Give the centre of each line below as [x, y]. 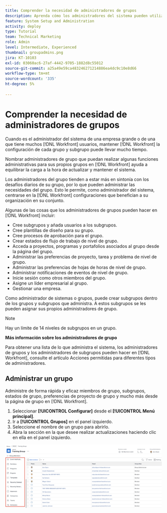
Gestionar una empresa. [37, 288]
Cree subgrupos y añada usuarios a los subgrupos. [65, 225]
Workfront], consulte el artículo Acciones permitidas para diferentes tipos [80, 358]
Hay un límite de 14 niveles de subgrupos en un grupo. [61, 328]
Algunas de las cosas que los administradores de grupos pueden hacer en [81, 210]
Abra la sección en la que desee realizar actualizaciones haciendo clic [84, 432]
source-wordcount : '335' [31, 79]
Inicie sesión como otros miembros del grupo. [59, 278]
